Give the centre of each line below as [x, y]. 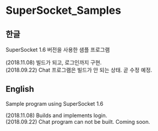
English [20, 89]
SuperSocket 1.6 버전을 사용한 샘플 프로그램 [58, 50]
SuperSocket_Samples [63, 11]
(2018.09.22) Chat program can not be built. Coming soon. [78, 121]
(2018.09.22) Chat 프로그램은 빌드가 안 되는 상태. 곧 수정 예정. [79, 70]
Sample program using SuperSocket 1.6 [54, 103]
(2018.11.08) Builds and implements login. [56, 115]
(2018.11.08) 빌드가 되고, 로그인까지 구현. [54, 62]
